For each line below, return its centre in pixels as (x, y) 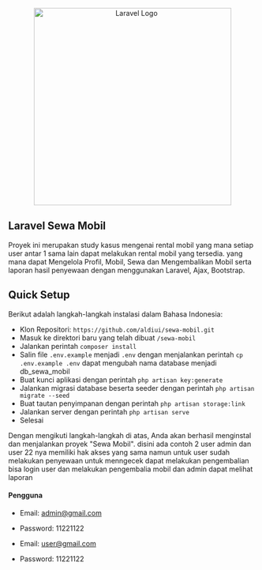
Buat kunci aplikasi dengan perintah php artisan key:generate (121, 380)
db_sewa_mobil (45, 371)
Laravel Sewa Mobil (57, 226)
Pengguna (26, 495)
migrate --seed (45, 396)
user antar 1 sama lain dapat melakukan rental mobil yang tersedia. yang (125, 253)
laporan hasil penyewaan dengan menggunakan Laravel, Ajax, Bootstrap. (127, 270)
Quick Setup (39, 295)
